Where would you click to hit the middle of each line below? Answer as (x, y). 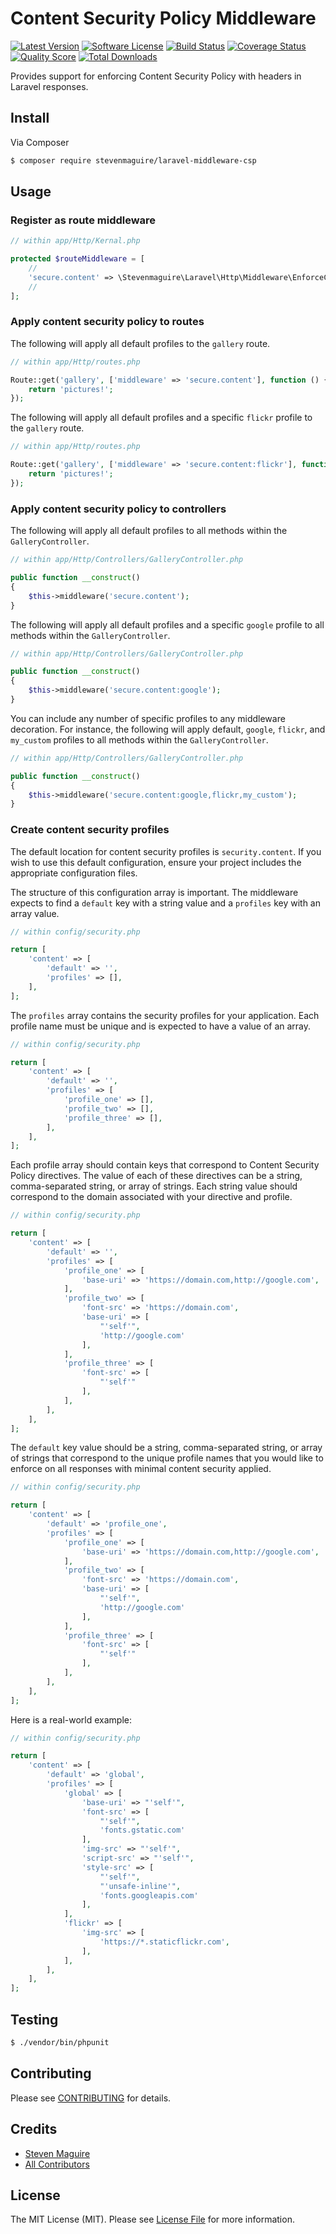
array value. (35, 913)
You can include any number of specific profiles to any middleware (148, 718)
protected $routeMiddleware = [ (77, 259)
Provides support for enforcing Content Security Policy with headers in (156, 76)
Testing (34, 2019)
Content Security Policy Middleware (163, 18)
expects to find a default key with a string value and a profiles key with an (165, 903)
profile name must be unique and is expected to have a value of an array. (161, 1026)
